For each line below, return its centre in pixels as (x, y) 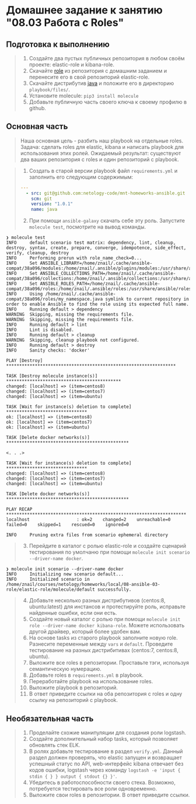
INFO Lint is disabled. (40, 330)
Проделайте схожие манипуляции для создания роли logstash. (108, 733)
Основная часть (37, 127)
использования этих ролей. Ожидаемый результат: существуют (101, 153)
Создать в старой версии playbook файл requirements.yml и (103, 171)
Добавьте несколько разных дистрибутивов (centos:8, (97, 601)
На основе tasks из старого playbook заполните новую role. (103, 638)
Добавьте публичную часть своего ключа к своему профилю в (108, 102)
